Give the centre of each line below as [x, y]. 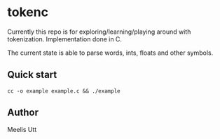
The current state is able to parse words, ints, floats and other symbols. [110, 53]
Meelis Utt [22, 129]
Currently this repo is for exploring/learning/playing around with [99, 32]
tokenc [28, 12]
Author [23, 113]
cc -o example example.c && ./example [64, 91]
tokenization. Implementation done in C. [65, 39]
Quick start [32, 75]
